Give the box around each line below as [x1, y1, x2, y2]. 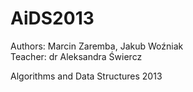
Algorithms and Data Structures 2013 [10, 70, 163, 82]
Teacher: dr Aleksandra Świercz [10, 50, 143, 62]
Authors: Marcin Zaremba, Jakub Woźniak [10, 40, 184, 52]
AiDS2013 [10, 7, 95, 30]
